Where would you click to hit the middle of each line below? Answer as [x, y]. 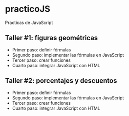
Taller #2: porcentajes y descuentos [61, 81]
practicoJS [28, 9]
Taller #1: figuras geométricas [52, 38]
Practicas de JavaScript [29, 23]
